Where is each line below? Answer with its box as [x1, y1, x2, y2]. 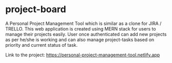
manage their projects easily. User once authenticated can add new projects [5, 31, 167, 37]
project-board [5, 4, 66, 15]
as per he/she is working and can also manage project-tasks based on [5, 37, 155, 43]
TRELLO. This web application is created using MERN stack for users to [5, 25, 156, 31]
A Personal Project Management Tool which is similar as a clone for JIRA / [5, 20, 162, 26]
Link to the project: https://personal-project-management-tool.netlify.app [5, 52, 160, 58]
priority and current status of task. [5, 42, 78, 48]
